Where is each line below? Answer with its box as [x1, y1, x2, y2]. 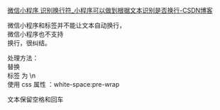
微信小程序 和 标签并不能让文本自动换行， [7, 21, 126, 30]
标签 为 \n [7, 71, 36, 80]
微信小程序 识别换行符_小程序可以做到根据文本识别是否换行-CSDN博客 [7, 6, 213, 14]
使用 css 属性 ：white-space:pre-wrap [7, 80, 120, 88]
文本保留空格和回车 [7, 95, 64, 104]
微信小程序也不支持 [7, 30, 64, 38]
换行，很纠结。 [7, 39, 51, 47]
